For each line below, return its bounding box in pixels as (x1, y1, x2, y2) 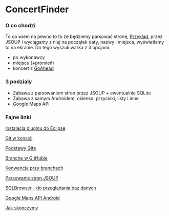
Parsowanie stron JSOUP (5, 175, 59, 181)
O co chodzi (5, 22, 36, 29)
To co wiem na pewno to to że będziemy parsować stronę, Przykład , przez (5, 33, 163, 40)
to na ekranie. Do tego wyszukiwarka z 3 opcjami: (5, 45, 111, 51)
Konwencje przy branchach (5, 165, 64, 171)
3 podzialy (5, 78, 32, 85)
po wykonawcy (12, 54, 45, 61)
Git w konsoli (5, 135, 33, 142)
